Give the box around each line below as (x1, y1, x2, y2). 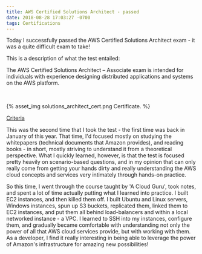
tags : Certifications (6, 20, 61, 26)
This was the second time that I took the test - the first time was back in (6, 126, 185, 134)
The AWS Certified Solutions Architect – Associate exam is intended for (6, 67, 184, 74)
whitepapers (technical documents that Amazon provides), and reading (6, 139, 184, 146)
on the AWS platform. (6, 79, 60, 86)
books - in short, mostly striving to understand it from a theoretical (6, 146, 172, 153)
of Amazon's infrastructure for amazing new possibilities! (6, 241, 149, 248)
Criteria (6, 114, 25, 122)
